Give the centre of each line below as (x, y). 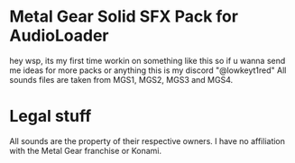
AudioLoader (60, 36)
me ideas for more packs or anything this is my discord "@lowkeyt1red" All (148, 70)
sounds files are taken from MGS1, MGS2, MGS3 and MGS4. (121, 79)
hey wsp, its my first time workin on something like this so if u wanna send (147, 60)
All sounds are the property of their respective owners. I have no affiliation (147, 140)
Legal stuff (51, 117)
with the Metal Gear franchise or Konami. (86, 150)
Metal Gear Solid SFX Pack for (124, 17)
